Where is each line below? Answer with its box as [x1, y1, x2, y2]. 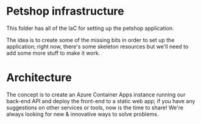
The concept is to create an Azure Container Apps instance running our [6, 90, 186, 98]
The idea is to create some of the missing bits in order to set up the [6, 36, 175, 43]
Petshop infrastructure [6, 4, 124, 18]
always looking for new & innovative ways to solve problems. [6, 110, 159, 117]
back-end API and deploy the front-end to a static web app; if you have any [6, 97, 196, 104]
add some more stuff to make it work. [6, 49, 100, 56]
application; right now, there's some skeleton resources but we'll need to [6, 43, 189, 50]
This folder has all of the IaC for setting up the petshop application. [6, 24, 175, 32]
